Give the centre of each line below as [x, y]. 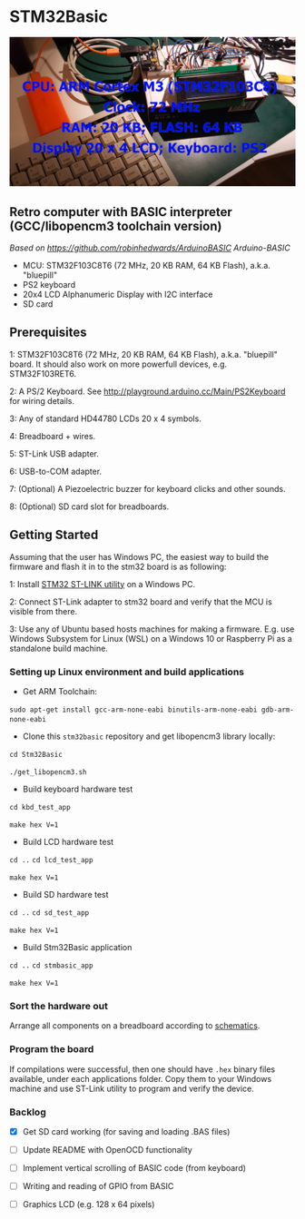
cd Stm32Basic [36, 754]
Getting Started [54, 535]
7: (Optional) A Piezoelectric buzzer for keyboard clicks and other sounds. [148, 488]
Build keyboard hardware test [78, 789]
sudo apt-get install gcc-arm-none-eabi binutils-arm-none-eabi [133, 710]
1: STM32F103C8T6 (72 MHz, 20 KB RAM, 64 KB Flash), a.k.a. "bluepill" [144, 354]
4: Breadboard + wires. [53, 436]
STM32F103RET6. [43, 373]
